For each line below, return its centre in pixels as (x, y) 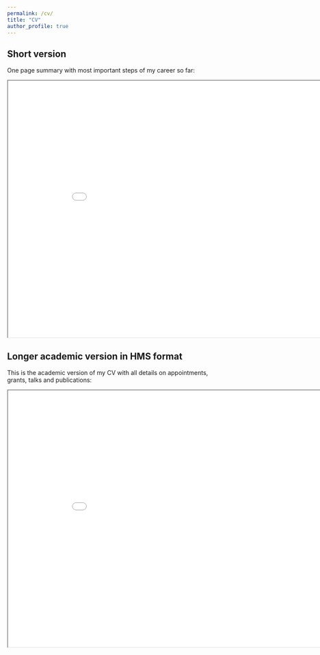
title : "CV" (24, 20)
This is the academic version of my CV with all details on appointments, (108, 373)
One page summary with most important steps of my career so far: (101, 70)
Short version (37, 54)
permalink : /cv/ (30, 13)
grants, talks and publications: (50, 380)
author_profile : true (38, 26)
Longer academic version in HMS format (95, 356)
